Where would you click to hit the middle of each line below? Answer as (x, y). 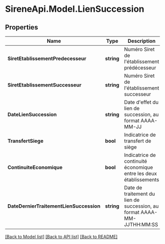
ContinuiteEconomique (35, 167)
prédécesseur (140, 68)
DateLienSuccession (32, 114)
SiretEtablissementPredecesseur (47, 59)
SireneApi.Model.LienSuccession (75, 9)
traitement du (139, 194)
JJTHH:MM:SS (141, 225)
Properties (22, 27)
